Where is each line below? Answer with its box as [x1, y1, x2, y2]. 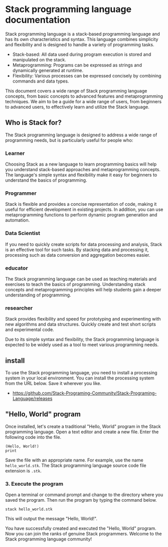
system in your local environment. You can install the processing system [5, 375, 154, 381]
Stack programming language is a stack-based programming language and [5, 31, 160, 37]
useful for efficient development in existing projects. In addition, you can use [5, 206, 163, 212]
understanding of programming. [5, 292, 71, 298]
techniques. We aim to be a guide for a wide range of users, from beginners [5, 98, 162, 104]
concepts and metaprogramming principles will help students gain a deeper [5, 286, 161, 292]
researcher [5, 304, 33, 311]
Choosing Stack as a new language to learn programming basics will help [5, 161, 157, 167]
